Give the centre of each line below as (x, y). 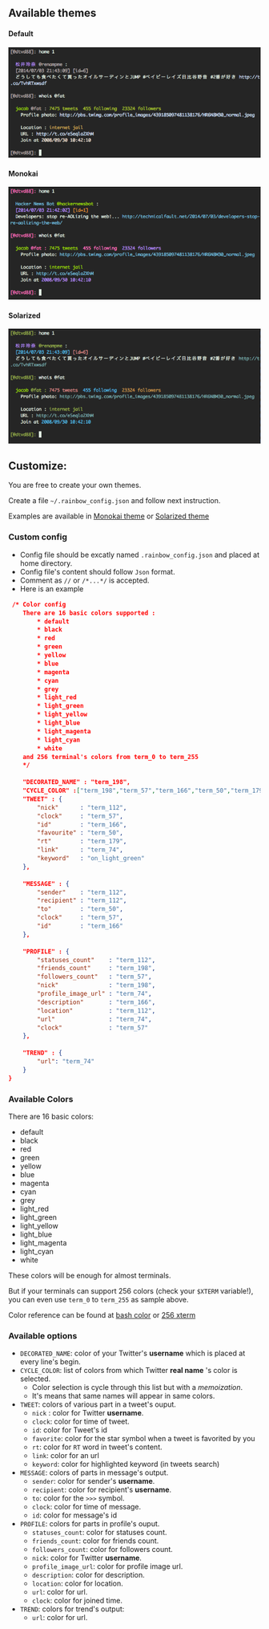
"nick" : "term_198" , (96, 985)
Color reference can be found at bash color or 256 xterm (102, 1314)
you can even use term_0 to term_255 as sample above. (99, 1299)
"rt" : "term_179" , (82, 842)
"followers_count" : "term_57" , (94, 977)
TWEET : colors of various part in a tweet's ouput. (98, 1404)
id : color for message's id (74, 1515)
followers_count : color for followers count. (102, 1550)
